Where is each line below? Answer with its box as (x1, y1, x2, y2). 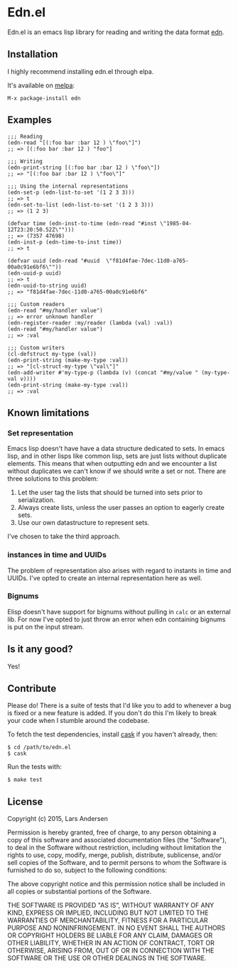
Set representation (7, 428, 73, 437)
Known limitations (7, 406, 90, 419)
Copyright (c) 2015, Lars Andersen (7, 815, 108, 823)
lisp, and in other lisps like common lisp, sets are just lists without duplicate (7, 452, 227, 460)
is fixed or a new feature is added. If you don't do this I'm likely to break (7, 709, 217, 717)
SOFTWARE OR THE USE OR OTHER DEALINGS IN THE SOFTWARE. (7, 954, 207, 962)
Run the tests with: (7, 763, 62, 771)
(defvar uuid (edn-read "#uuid (7, 257, 100, 264)
